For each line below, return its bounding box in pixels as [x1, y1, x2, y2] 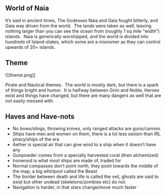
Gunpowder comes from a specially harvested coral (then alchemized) [12, 152, 159, 158]
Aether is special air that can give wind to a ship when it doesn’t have [12, 142, 156, 148]
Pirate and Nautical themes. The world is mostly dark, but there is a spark [5, 81, 159, 87]
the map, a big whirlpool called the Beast [12, 168, 98, 174]
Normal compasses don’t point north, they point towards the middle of [12, 163, 158, 169]
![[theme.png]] [5, 72, 36, 78]
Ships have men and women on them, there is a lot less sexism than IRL [12, 131, 161, 137]
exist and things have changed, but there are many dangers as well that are [5, 92, 161, 99]
